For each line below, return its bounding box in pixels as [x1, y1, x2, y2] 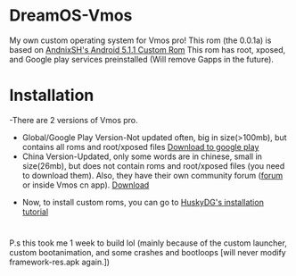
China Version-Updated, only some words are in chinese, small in [21, 151, 263, 162]
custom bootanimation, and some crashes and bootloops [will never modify [9, 247, 287, 258]
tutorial [21, 206, 49, 217]
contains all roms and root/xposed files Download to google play [21, 141, 259, 152]
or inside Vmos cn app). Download [21, 180, 150, 190]
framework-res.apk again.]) [9, 256, 110, 268]
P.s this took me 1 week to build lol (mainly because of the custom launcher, [9, 238, 287, 248]
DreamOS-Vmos [9, 5, 133, 26]
